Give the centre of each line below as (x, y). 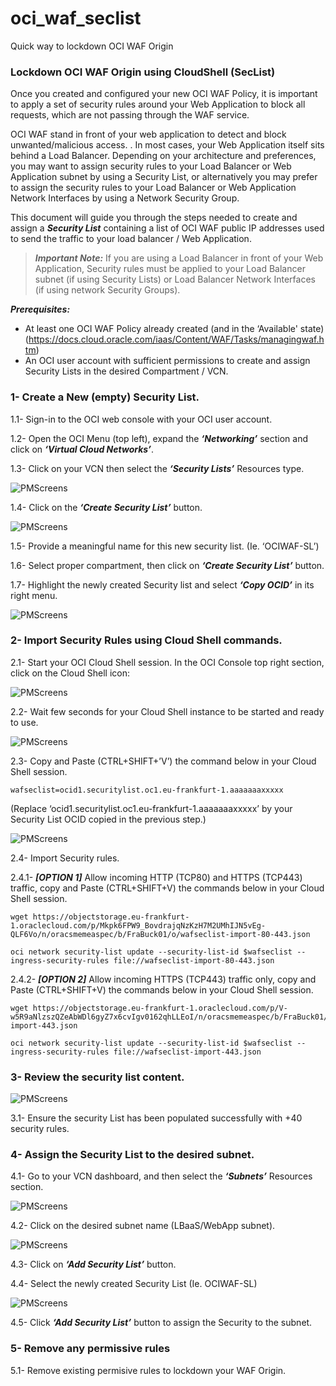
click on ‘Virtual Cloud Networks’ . (82, 449)
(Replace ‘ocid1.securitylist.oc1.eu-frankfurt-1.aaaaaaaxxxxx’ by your (151, 808)
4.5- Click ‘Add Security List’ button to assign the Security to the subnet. (161, 1323)
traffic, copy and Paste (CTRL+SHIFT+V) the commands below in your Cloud (167, 888)
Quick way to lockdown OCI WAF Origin (92, 46)
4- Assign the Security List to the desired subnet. (132, 1155)
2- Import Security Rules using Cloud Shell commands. (146, 640)
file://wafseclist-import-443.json (187, 1052)
